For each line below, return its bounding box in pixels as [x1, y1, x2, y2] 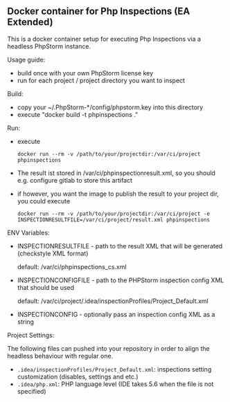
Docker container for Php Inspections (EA [7, 6, 191, 17]
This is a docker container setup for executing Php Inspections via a [7, 35, 201, 43]
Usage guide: [7, 55, 46, 64]
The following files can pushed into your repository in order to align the [7, 344, 210, 352]
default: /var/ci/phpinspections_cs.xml [17, 262, 127, 271]
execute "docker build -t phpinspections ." [17, 110, 139, 118]
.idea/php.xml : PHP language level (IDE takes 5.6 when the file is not [17, 380, 214, 388]
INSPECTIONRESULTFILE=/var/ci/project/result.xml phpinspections [17, 216, 210, 223]
